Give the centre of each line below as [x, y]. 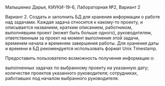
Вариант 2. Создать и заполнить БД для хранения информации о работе [83, 17]
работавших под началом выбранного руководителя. [62, 78]
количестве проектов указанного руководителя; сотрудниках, [72, 73]
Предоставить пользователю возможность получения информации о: [80, 58]
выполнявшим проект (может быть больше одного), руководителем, [79, 33]
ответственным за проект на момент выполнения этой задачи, [72, 38]
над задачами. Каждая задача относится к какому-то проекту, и [74, 22]
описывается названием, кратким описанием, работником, [69, 27]
